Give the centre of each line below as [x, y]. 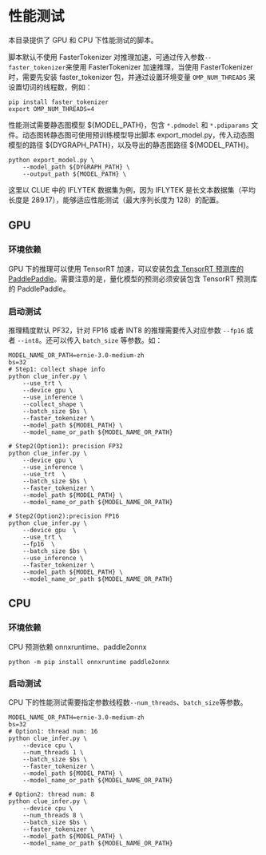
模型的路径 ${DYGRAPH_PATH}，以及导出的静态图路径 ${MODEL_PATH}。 [131, 145]
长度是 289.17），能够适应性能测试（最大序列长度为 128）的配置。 [116, 200]
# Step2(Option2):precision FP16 [64, 516]
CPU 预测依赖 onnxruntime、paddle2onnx [77, 646]
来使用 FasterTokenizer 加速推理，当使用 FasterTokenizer [159, 67]
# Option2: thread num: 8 [51, 794]
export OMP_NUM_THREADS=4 [51, 109]
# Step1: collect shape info [57, 369]
